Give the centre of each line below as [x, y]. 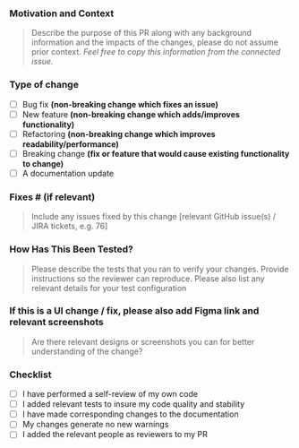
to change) [43, 163]
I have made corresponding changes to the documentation [130, 414]
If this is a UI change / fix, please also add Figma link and [134, 311]
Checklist [30, 375]
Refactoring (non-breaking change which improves [119, 134]
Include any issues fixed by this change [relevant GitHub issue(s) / [154, 217]
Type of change [44, 85]
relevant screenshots [57, 323]
